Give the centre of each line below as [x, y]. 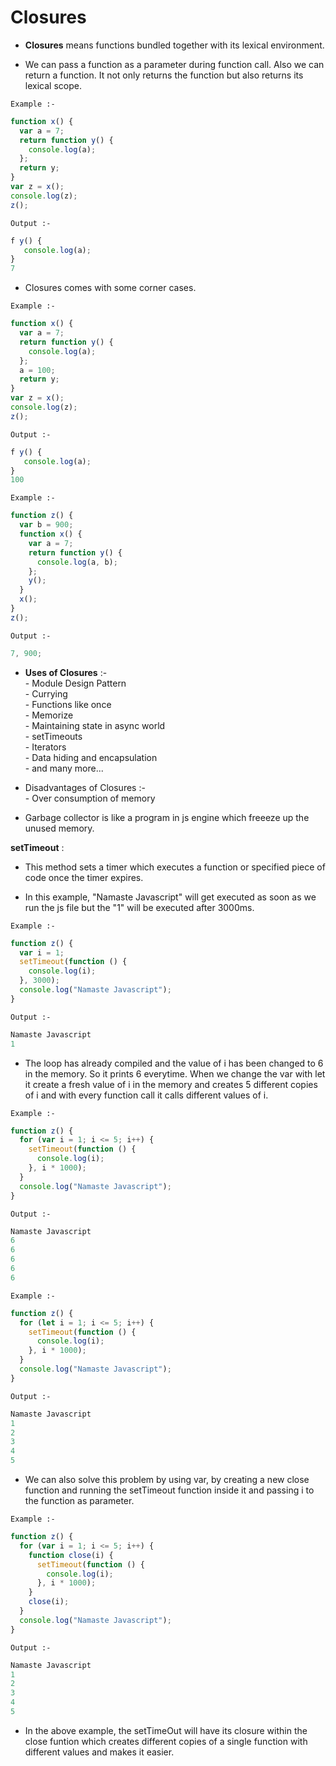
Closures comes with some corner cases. [110, 288]
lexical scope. [53, 85]
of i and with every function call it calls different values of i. [146, 1095]
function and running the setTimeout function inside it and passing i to [169, 1490]
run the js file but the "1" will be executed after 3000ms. [139, 907]
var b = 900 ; [46, 525]
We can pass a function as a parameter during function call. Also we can [174, 64]
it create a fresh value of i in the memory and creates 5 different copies [171, 1084]
